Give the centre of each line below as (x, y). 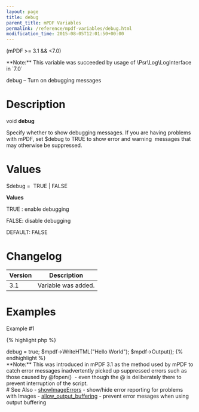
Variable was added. (66, 285)
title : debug (22, 17)
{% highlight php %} (31, 340)
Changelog (34, 256)
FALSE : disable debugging (39, 221)
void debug (20, 121)
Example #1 (20, 328)
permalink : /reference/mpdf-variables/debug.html (69, 28)
